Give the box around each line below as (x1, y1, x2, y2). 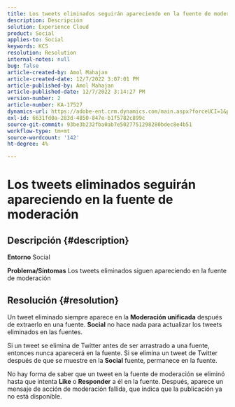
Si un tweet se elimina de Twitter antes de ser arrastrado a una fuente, (7, 341, 210, 350)
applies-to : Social (7, 36, 64, 43)
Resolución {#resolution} (7, 294, 120, 306)
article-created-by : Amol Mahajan (7, 69, 108, 76)
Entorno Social (7, 253, 50, 261)
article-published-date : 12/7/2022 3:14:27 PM (7, 88, 145, 95)
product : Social (7, 29, 55, 37)
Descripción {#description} (7, 234, 129, 246)
